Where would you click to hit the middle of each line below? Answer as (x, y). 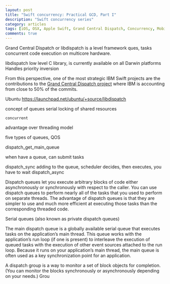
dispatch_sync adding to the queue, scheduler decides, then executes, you (83, 167)
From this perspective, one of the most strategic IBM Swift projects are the (83, 78)
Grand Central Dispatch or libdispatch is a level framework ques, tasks (79, 48)
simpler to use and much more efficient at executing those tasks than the (81, 204)
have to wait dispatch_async (35, 172)
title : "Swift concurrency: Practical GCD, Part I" (61, 15)
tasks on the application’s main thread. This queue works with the (74, 234)
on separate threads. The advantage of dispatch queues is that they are (80, 198)
